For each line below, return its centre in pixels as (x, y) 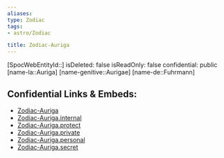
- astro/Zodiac (29, 33)
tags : (15, 26)
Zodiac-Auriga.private (49, 132)
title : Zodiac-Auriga (38, 46)
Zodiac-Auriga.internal (49, 117)
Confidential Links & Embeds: (72, 94)
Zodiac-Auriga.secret (48, 147)
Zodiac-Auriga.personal (51, 139)
